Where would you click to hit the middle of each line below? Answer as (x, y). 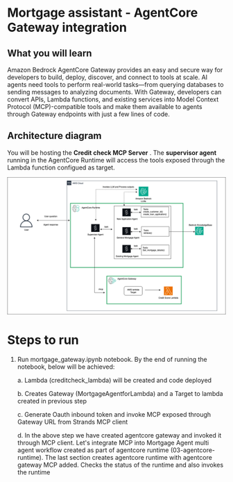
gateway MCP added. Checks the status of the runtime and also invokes (120, 465)
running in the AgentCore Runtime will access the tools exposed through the (116, 160)
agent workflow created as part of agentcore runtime (93, 450)
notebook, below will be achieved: (66, 367)
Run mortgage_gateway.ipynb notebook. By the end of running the (112, 359)
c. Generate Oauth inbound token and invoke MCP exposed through (114, 414)
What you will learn (50, 53)
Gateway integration (67, 27)
